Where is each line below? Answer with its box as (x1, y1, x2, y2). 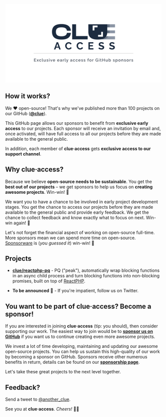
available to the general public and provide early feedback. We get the (5, 209, 149, 215)
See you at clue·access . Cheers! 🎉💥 (5, 406, 80, 412)
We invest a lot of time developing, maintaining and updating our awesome (5, 343, 158, 349)
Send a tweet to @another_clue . (5, 397, 71, 403)
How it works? (5, 92, 51, 100)
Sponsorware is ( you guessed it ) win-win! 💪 (5, 240, 95, 246)
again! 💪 (13, 220, 31, 226)
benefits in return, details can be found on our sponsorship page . (5, 359, 140, 365)
